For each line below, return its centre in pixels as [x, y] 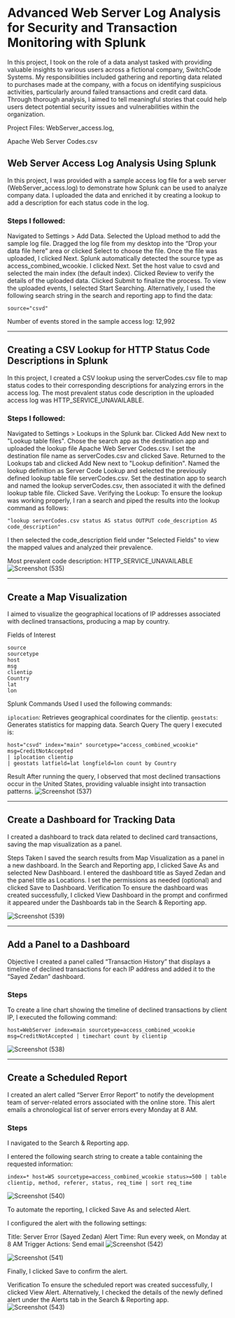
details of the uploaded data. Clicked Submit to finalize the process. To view [117, 281]
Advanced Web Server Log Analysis [114, 13]
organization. [26, 114]
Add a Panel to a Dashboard [69, 945]
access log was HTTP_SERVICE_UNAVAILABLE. [76, 400]
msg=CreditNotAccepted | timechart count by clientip [87, 1036]
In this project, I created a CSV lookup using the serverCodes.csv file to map [117, 378]
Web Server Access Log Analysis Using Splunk [112, 164]
